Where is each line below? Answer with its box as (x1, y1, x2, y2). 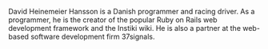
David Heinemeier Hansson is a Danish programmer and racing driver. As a (8, 7, 255, 16)
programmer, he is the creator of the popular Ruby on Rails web (8, 15, 218, 24)
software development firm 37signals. (30, 32, 155, 41)
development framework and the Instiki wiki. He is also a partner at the (8, 24, 242, 32)
